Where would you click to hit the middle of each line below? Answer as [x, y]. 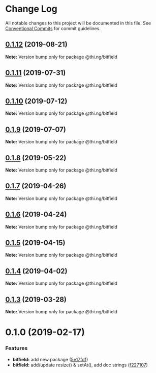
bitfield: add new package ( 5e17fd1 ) [50, 359]
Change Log [31, 9]
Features [17, 349]
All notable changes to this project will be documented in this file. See [78, 23]
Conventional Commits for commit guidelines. [53, 28]
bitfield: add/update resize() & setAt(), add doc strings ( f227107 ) [80, 365]
